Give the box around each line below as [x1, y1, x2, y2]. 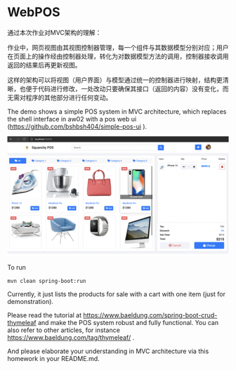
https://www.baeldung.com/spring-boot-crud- [83, 310, 218, 319]
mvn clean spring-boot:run [7, 277, 86, 284]
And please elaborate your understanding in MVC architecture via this [7, 347, 209, 355]
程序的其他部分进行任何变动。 [25, 93, 112, 102]
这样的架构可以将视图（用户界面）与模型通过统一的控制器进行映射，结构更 [7, 75, 223, 84]
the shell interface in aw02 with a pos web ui [7, 114, 137, 123]
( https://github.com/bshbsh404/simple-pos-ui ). [7, 122, 147, 131]
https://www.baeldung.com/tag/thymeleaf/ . [7, 333, 135, 341]
